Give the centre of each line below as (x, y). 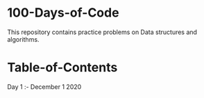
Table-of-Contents (62, 68)
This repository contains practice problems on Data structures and (102, 32)
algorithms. (23, 39)
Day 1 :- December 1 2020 (44, 87)
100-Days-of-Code (63, 13)
